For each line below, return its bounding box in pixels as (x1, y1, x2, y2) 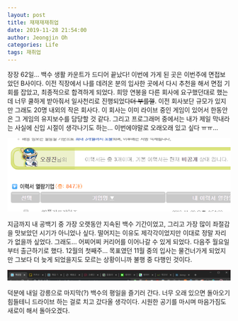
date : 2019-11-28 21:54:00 (7, 26, 87, 33)
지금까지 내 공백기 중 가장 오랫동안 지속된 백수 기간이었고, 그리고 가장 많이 (7, 219, 211, 228)
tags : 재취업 (7, 49, 41, 56)
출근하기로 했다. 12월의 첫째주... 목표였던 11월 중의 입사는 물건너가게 (20, 246, 208, 255)
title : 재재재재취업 (7, 18, 59, 26)
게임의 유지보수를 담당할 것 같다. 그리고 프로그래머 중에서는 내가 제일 (22, 114, 211, 123)
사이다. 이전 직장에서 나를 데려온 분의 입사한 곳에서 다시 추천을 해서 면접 (24, 79, 223, 87)
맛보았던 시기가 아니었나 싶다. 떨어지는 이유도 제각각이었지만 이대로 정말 (14, 228, 214, 237)
